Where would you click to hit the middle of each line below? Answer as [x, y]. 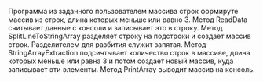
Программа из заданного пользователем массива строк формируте [123, 11]
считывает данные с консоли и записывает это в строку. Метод [115, 28]
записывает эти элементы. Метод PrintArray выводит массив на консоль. [131, 69]
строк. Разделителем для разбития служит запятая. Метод [107, 45]
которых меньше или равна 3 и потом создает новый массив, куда [121, 61]
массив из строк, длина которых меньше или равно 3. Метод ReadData [128, 20]
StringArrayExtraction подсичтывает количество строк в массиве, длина [129, 53]
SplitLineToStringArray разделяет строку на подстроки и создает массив [130, 36]
